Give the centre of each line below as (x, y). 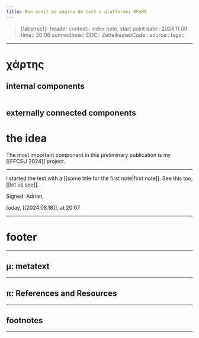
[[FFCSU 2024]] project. (36, 161)
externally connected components (71, 113)
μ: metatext (28, 266)
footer (22, 237)
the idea (27, 139)
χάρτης (25, 64)
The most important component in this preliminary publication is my (89, 154)
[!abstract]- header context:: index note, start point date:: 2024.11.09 (104, 29)
